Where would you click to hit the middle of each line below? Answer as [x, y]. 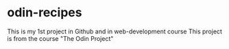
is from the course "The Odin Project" [60, 38]
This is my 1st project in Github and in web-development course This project [115, 31]
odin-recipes [45, 13]
